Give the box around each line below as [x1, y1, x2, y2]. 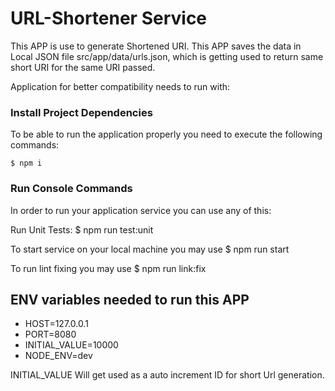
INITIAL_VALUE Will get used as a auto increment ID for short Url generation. [10, 369, 325, 381]
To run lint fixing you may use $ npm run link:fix [10, 262, 207, 274]
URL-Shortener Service [10, 7, 208, 30]
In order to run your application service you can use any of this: [10, 204, 272, 216]
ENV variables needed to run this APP [10, 291, 250, 308]
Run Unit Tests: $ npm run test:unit [10, 223, 154, 236]
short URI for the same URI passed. [10, 61, 156, 73]
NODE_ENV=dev [24, 350, 93, 362]
